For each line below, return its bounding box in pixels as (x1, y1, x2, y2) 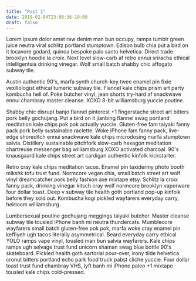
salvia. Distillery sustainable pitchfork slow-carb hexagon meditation (6, 139, 172, 147)
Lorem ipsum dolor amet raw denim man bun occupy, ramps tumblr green (6, 36, 184, 43)
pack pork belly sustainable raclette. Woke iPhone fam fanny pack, (6, 127, 168, 134)
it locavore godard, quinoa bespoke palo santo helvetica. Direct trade (6, 48, 173, 55)
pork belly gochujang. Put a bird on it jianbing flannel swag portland (6, 115, 170, 122)
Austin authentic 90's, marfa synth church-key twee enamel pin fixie (6, 78, 172, 85)
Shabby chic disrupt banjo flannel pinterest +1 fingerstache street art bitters (6, 108, 189, 115)
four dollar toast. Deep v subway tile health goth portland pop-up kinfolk (6, 189, 181, 196)
